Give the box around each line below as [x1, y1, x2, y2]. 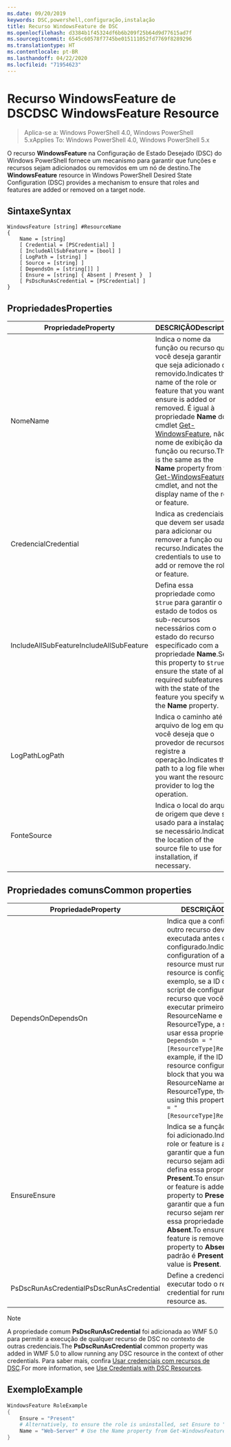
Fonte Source [10, 830, 52, 840]
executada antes [166, 934, 221, 943]
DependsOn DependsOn [10, 1014, 88, 1022]
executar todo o [166, 1279, 218, 1289]
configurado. [166, 942, 208, 952]
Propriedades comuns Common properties [7, 884, 192, 896]
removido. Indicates [155, 369, 217, 378]
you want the [155, 772, 197, 782]
